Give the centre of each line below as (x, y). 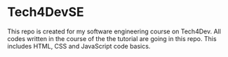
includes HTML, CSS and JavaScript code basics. (79, 46)
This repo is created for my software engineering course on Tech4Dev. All (114, 31)
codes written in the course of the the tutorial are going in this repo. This (112, 38)
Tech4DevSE (46, 12)
